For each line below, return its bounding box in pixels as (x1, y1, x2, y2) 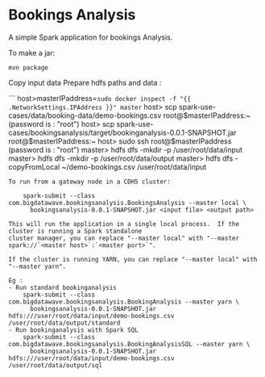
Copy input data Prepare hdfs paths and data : (8, 77, 162, 87)
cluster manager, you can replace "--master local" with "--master (8, 234, 240, 242)
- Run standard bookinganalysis (8, 283, 117, 291)
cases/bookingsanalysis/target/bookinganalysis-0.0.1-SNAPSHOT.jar (8, 128, 237, 137)
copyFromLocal (8, 161, 60, 171)
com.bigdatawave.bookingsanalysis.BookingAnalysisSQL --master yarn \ (8, 340, 251, 348)
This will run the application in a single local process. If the (8, 220, 240, 228)
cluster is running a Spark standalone (8, 227, 143, 235)
